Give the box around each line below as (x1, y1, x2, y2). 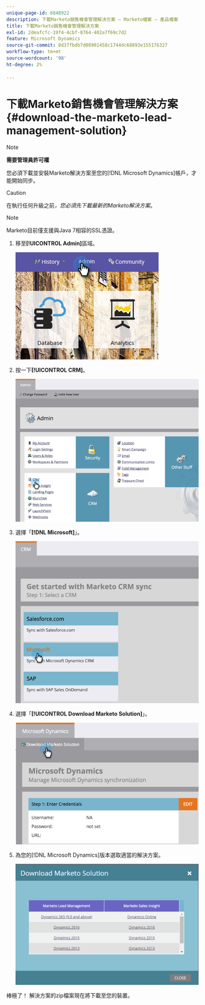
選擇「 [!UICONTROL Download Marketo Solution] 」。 (15, 710, 151, 718)
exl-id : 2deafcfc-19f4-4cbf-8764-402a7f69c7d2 (6, 29, 127, 36)
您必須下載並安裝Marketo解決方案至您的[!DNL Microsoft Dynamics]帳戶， (6, 169, 192, 177)
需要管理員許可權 (6, 156, 49, 164)
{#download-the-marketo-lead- (6, 110, 173, 124)
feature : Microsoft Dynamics (6, 36, 81, 42)
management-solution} (6, 123, 127, 137)
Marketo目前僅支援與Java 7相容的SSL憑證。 (6, 227, 118, 234)
